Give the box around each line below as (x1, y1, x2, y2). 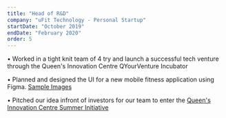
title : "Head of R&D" (7, 10, 70, 17)
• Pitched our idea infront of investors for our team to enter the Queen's (7, 96, 212, 104)
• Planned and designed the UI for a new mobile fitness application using (7, 75, 215, 83)
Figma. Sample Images (7, 83, 72, 91)
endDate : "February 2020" (7, 29, 81, 37)
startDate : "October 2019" (7, 23, 85, 30)
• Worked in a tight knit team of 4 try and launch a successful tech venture (7, 55, 219, 63)
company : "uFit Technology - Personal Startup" (7, 17, 147, 23)
